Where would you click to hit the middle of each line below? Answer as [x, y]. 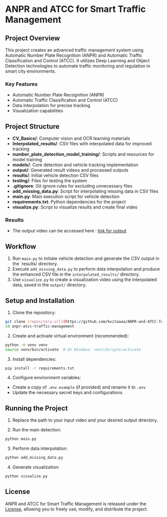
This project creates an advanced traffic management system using [74, 50]
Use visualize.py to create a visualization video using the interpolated [84, 280]
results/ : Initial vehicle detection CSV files [55, 176]
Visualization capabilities [38, 111]
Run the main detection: [37, 430]
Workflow [21, 247]
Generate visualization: [36, 467]
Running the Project [37, 408]
